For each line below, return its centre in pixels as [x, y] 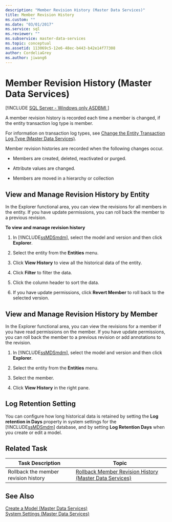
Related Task [26, 449]
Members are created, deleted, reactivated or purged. [69, 159]
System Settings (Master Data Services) [47, 514]
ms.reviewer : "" [23, 34]
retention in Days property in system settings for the [61, 421]
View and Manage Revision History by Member [82, 314]
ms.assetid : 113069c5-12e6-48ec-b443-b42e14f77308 [60, 48]
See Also [20, 496]
